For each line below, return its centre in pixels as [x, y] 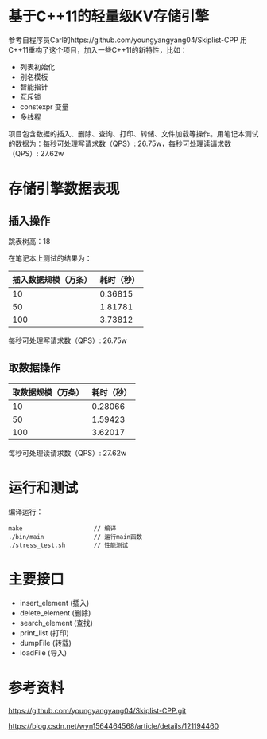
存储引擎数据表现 [64, 189]
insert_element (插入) [54, 603]
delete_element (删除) [55, 613]
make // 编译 [62, 528]
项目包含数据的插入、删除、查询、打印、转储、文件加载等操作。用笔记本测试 [133, 133]
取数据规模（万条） [48, 392]
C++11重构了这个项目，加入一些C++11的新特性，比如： [98, 49]
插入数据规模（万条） [52, 280]
